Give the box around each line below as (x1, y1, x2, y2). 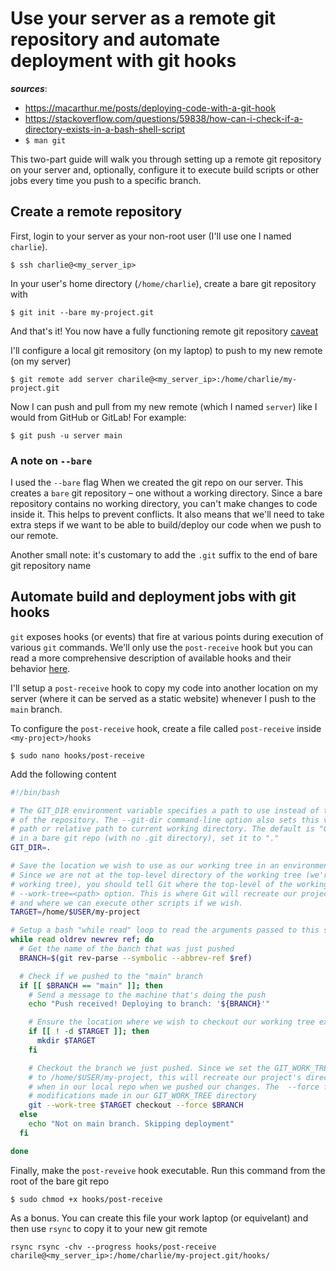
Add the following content (10, 768, 117, 780)
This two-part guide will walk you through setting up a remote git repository (10, 153, 322, 165)
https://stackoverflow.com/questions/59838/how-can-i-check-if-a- (24, 112, 303, 124)
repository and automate (10, 28, 221, 51)
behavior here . (10, 662, 71, 674)
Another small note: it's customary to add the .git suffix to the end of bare (10, 549, 318, 561)
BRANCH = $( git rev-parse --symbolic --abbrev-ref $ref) (19, 953, 253, 963)
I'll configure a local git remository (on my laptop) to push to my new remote (10, 344, 323, 356)
